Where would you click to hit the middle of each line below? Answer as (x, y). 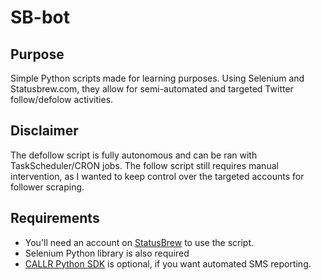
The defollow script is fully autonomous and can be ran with (134, 155)
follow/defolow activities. (62, 99)
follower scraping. (47, 187)
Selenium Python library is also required (107, 253)
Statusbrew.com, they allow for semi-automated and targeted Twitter (152, 89)
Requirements (55, 218)
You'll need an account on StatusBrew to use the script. (139, 242)
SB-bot (40, 17)
